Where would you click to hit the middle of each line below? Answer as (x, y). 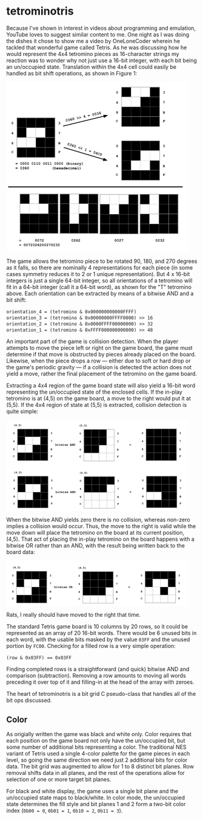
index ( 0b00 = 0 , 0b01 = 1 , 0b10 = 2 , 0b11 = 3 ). (65, 811)
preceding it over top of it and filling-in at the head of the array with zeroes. (100, 682)
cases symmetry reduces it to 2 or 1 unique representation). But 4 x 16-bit (98, 274)
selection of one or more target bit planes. (59, 779)
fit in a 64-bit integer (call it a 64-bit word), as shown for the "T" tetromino (99, 287)
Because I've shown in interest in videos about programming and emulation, (101, 28)
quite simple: (22, 411)
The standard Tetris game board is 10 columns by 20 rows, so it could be (97, 627)
